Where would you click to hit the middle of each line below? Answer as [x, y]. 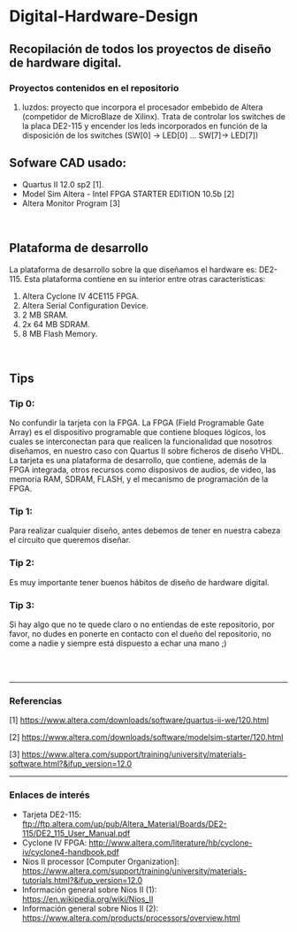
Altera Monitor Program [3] [71, 203]
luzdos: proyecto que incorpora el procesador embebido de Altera [142, 107]
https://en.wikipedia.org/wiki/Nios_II [88, 898]
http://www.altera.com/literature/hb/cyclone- [171, 843]
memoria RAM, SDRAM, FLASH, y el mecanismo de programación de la [139, 479]
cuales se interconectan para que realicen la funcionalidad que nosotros [141, 442]
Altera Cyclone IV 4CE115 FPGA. [80, 296]
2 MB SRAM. [45, 315]
